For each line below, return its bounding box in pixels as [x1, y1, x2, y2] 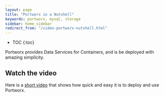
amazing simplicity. [5, 54, 45, 60]
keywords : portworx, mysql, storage [5, 16, 81, 21]
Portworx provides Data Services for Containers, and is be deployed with [5, 49, 155, 55]
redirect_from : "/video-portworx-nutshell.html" [5, 26, 108, 31]
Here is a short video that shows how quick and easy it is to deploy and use [5, 82, 160, 88]
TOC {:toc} [12, 39, 35, 45]
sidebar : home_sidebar [5, 21, 52, 26]
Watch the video [5, 69, 57, 77]
